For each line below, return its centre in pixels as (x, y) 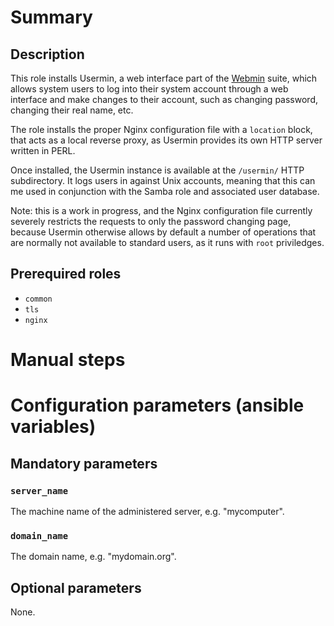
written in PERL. (43, 150)
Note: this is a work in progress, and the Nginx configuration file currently (161, 210)
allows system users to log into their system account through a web (149, 89)
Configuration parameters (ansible (157, 405)
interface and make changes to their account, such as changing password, (164, 99)
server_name (39, 490)
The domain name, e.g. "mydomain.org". (93, 557)
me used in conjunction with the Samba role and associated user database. (165, 191)
